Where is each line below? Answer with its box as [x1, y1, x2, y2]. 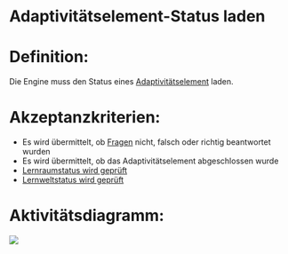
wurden [21, 147, 51, 157]
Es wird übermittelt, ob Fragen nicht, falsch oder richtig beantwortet [21, 137, 271, 147]
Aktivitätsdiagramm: [9, 206, 164, 226]
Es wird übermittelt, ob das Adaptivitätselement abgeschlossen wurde [21, 155, 279, 166]
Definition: [9, 47, 89, 67]
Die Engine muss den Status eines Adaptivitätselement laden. [9, 76, 234, 87]
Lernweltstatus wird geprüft [21, 175, 124, 186]
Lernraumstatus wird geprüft [21, 165, 127, 176]
